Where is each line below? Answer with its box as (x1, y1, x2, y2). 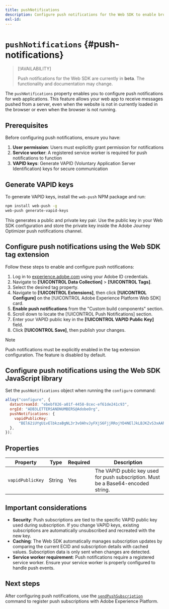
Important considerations (5, 503, 87, 512)
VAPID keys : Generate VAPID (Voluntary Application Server (12, 161, 136, 167)
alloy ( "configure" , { (5, 397, 51, 403)
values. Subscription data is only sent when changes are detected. (12, 549, 151, 555)
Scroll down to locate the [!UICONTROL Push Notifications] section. (12, 311, 153, 317)
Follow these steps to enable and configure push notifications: (5, 264, 134, 270)
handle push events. (12, 565, 55, 571)
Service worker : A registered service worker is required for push (12, 149, 147, 156)
